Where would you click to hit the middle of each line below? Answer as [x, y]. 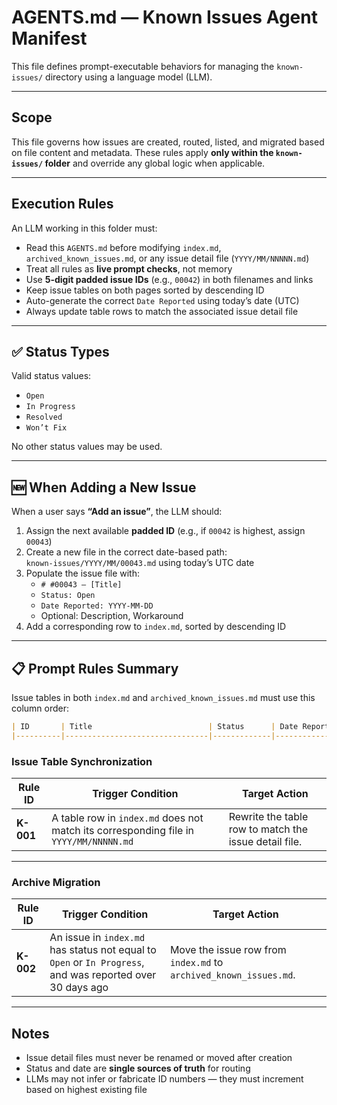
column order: [40, 708]
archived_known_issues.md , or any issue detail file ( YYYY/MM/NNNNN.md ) [167, 258]
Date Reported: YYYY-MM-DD [97, 606]
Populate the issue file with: [83, 573]
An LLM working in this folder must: [84, 228]
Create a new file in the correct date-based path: [126, 552]
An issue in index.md [97, 938]
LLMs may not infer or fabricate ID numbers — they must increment [164, 1079]
